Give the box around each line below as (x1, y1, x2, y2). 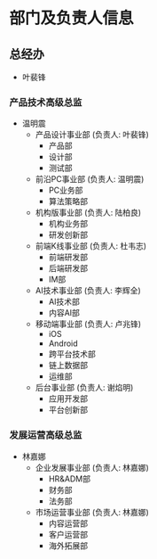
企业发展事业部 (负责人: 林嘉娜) (35, 462, 149, 473)
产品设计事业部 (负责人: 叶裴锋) (35, 129, 149, 140)
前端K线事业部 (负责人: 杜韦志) (35, 241, 147, 251)
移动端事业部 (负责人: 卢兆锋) (35, 318, 142, 330)
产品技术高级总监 (9, 95, 82, 108)
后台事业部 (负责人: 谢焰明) (35, 382, 134, 393)
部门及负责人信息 (9, 8, 135, 29)
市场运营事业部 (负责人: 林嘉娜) (35, 506, 149, 517)
